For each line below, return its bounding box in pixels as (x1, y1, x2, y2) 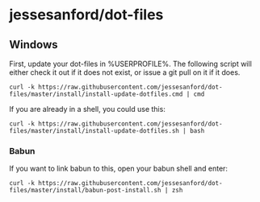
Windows (9, 38, 58, 52)
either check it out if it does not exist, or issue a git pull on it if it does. (9, 68, 241, 77)
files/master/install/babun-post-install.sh (9, 187, 161, 195)
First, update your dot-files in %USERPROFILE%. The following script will (9, 59, 253, 68)
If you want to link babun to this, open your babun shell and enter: (9, 163, 229, 174)
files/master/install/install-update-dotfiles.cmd (9, 90, 183, 98)
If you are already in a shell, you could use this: (9, 105, 166, 113)
